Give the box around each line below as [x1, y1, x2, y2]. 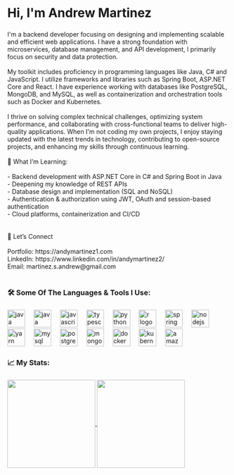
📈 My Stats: [7, 357, 51, 367]
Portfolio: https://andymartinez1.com [7, 247, 113, 256]
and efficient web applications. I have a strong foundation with [7, 37, 188, 47]
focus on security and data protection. [7, 53, 118, 61]
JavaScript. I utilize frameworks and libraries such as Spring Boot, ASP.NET [7, 75, 226, 84]
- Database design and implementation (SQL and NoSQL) [7, 187, 174, 196]
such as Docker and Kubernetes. [7, 97, 102, 106]
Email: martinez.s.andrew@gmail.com [7, 262, 117, 271]
